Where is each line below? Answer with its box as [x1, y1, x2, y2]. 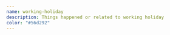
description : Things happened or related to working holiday [6, 14, 165, 20]
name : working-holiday [6, 8, 64, 15]
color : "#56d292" [6, 20, 50, 26]
